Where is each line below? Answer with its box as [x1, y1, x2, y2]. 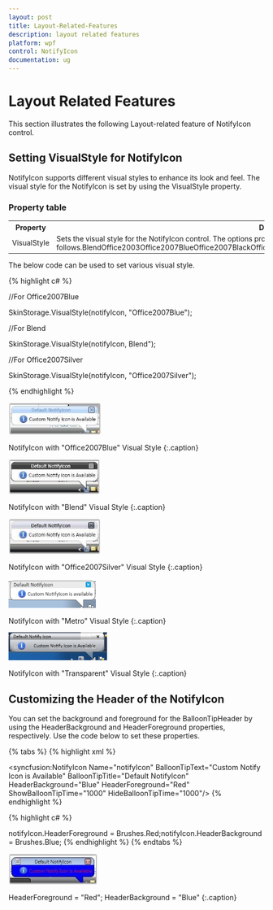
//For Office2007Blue [8, 292, 80, 302]
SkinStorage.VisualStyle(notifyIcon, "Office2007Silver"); [8, 371, 197, 381]
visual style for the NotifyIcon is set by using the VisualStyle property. [8, 181, 242, 191]
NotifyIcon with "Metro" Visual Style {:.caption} [8, 616, 167, 626]
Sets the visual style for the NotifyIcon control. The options [56, 233, 253, 243]
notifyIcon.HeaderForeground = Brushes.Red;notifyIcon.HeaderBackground [8, 829, 262, 838]
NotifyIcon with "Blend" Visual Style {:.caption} [8, 503, 166, 512]
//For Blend [8, 324, 46, 333]
